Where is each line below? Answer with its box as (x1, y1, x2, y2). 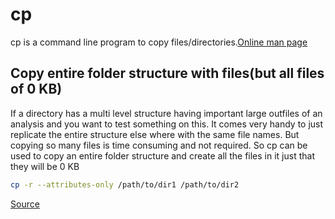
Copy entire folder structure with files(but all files (10, 65, 325, 82)
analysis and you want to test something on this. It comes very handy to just (10, 118, 324, 130)
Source (10, 198, 40, 210)
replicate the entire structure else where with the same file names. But (10, 128, 300, 140)
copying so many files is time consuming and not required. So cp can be (10, 139, 308, 151)
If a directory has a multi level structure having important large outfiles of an (10, 107, 323, 119)
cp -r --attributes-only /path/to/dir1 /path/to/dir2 (10, 179, 240, 190)
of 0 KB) (10, 81, 63, 98)
